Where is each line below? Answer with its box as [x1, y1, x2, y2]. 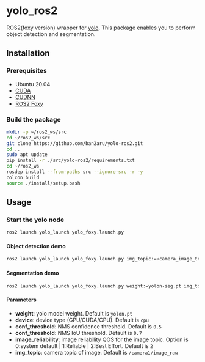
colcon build [6, 174, 40, 180]
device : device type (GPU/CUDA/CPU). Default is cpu [15, 316, 149, 323]
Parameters [6, 296, 37, 303]
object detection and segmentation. [6, 30, 96, 37]
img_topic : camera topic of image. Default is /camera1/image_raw [15, 349, 178, 356]
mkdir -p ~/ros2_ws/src [6, 129, 67, 135]
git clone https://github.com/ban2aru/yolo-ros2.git [6, 140, 143, 147]
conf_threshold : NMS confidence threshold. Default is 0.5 [15, 322, 162, 330]
